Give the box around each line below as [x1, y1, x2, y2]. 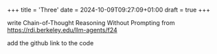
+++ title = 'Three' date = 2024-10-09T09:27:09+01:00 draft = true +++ [7, 6, 211, 13]
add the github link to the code [7, 39, 94, 47]
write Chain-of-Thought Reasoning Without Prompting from [7, 19, 175, 26]
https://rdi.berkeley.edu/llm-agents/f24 [7, 26, 118, 34]
